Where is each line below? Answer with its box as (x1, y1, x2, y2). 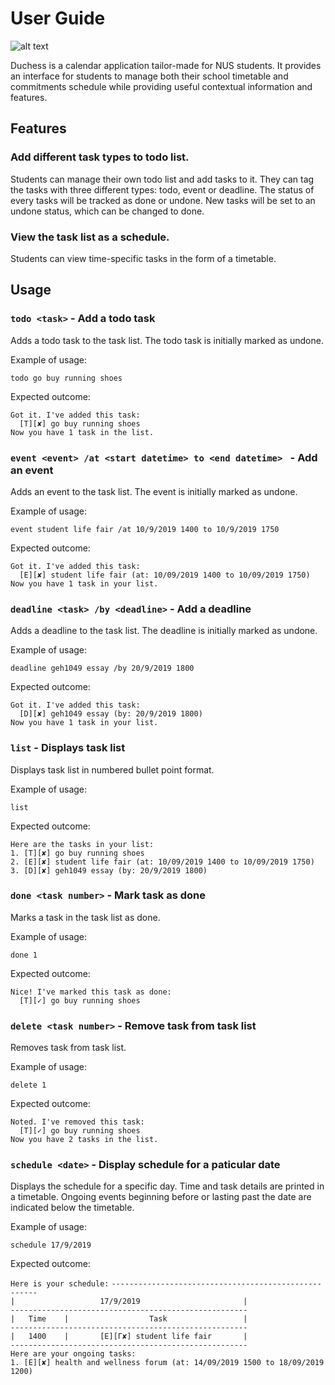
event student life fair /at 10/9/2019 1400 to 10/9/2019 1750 (10, 524, 280, 534)
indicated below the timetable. (10, 1202, 135, 1214)
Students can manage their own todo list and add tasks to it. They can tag (10, 173, 315, 185)
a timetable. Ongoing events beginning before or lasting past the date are (10, 1191, 312, 1203)
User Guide (10, 7, 106, 30)
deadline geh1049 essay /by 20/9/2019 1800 (10, 663, 195, 674)
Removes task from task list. (10, 1042, 127, 1054)
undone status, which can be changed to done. (10, 205, 205, 217)
